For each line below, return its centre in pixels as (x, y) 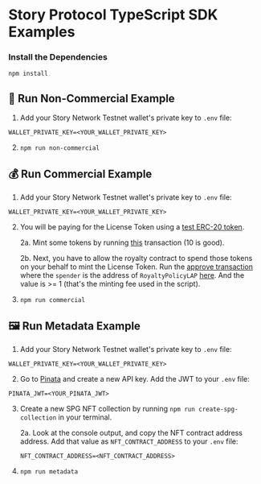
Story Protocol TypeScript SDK (113, 15)
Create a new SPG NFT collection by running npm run (107, 408)
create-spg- (218, 409)
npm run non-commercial (60, 148)
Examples (42, 32)
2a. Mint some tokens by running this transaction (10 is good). (122, 242)
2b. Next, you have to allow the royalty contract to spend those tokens (136, 259)
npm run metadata (49, 472)
